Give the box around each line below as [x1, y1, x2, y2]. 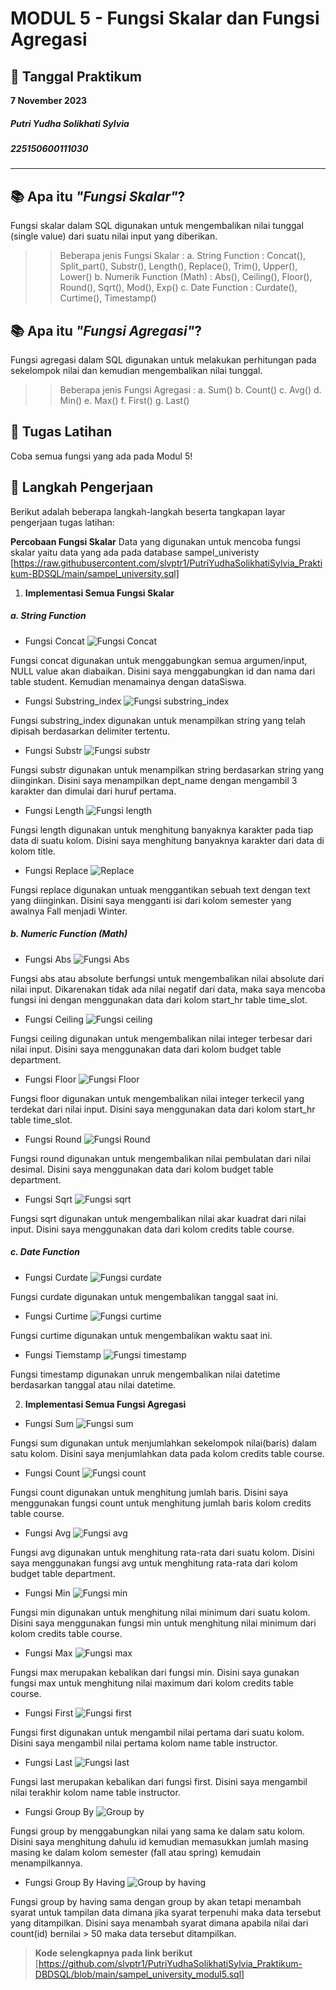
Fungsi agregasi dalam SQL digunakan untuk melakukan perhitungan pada [10, 353, 317, 366]
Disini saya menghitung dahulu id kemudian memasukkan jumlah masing [10, 1835, 309, 1847]
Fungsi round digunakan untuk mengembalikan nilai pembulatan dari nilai [10, 1152, 312, 1164]
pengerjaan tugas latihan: [10, 516, 115, 528]
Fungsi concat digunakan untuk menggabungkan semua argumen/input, [10, 654, 308, 666]
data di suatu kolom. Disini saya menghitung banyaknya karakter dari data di [10, 834, 325, 846]
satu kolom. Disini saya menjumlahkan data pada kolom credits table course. [10, 1447, 325, 1459]
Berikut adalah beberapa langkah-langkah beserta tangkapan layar [10, 505, 286, 517]
